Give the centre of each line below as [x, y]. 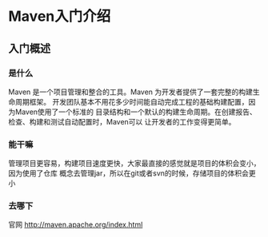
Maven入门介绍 [60, 16]
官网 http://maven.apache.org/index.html [76, 225]
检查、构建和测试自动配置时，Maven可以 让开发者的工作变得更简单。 [122, 121]
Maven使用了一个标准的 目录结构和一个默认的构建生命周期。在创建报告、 [136, 112]
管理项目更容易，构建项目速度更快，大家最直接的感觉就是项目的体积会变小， [134, 164]
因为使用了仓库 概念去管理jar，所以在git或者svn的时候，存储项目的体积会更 [132, 173]
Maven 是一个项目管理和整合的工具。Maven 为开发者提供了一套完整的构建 [131, 92]
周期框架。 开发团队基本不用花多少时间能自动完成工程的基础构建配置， [132, 101]
